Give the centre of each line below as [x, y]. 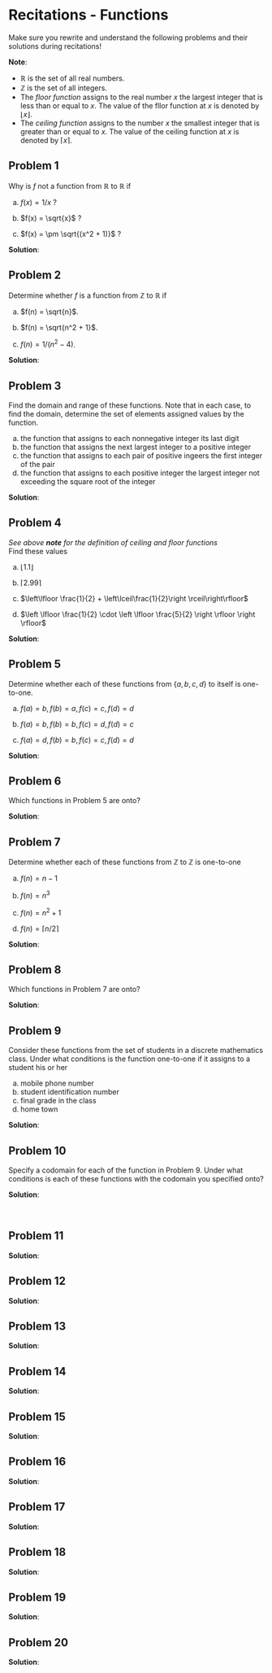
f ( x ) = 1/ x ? [39, 202]
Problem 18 [37, 1552]
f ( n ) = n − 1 [39, 878]
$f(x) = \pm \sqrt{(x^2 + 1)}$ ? [71, 234]
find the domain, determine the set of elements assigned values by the [127, 414]
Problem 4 [35, 523]
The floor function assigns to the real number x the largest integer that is [142, 97]
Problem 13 [37, 1327]
